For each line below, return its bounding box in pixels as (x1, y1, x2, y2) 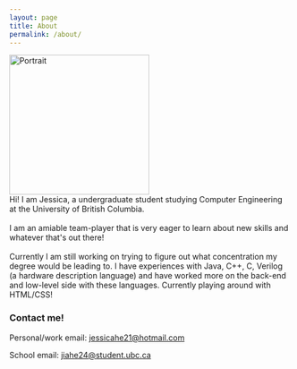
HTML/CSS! (9, 289, 54, 300)
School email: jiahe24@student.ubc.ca (9, 349, 152, 360)
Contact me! (9, 312, 64, 324)
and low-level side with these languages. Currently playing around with (9, 279, 271, 291)
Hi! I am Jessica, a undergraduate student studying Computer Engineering (9, 194, 284, 205)
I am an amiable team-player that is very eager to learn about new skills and (9, 223, 289, 234)
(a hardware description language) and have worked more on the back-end (9, 270, 286, 281)
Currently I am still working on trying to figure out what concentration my (9, 252, 277, 262)
